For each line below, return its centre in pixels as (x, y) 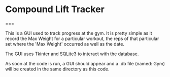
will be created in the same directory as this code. (57, 69)
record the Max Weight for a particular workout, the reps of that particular (82, 38)
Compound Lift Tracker (55, 9)
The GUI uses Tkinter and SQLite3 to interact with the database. (72, 54)
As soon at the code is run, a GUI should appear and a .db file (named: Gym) (85, 63)
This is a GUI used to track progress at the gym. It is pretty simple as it (79, 33)
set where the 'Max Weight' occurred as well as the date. (65, 44)
